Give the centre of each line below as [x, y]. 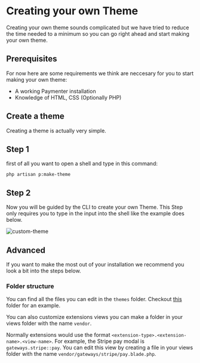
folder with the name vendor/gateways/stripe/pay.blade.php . [81, 354]
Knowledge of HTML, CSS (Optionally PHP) [68, 97]
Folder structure [30, 286]
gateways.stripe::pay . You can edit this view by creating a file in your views [100, 348]
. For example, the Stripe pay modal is [98, 342]
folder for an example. [33, 306]
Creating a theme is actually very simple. [56, 131]
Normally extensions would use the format [58, 335]
